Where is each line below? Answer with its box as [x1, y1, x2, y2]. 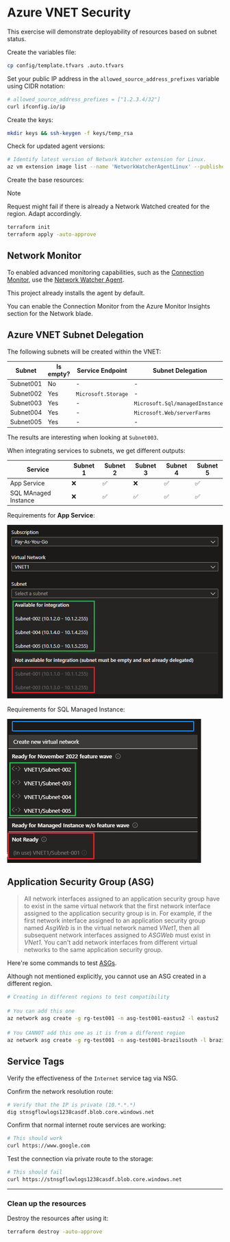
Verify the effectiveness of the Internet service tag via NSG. [7, 1074, 178, 1082]
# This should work [7, 1135, 63, 1142]
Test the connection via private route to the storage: [7, 1155, 154, 1163]
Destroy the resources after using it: [7, 1215, 109, 1223]
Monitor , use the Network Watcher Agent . [7, 276, 125, 284]
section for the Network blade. [7, 309, 94, 317]
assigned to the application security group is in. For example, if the [23, 909, 212, 917]
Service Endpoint [77, 366, 128, 374]
